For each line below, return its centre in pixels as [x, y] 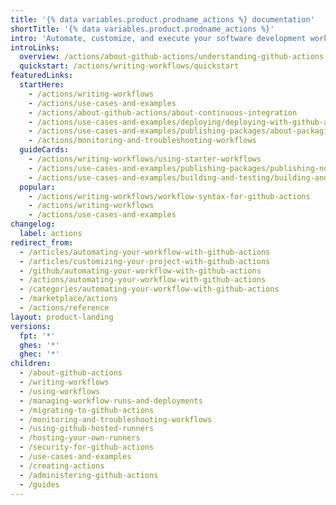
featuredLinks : [42, 76]
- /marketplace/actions [68, 299]
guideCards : [44, 150]
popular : [37, 187]
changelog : [33, 224]
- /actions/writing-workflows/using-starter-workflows [145, 159]
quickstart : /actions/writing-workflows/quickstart [129, 66]
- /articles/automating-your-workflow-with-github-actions [145, 252]
